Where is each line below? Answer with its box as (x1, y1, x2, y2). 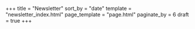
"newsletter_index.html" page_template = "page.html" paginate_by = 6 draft (5, 11, 189, 18)
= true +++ (5, 17, 32, 24)
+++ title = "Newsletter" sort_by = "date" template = (5, 5, 132, 12)
